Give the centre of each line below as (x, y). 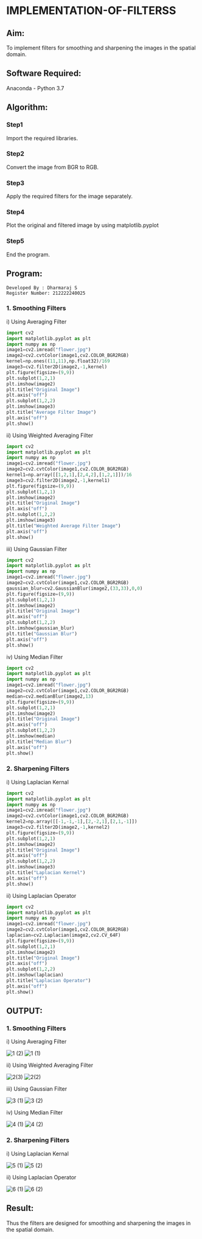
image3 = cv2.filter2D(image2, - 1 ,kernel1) (58, 480)
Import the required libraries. (42, 138)
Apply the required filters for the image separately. (69, 197)
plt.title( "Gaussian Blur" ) (42, 634)
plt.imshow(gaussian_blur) (40, 628)
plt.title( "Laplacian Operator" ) (49, 981)
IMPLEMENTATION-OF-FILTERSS (91, 11)
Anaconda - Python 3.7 (35, 88)
